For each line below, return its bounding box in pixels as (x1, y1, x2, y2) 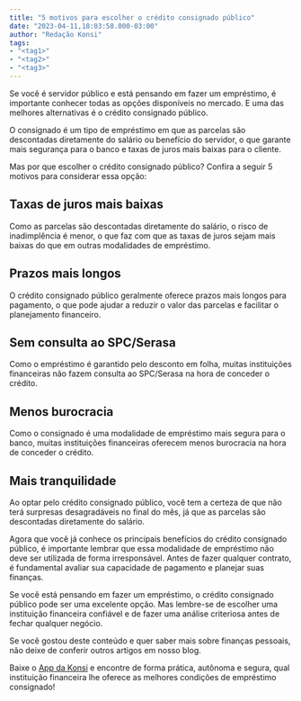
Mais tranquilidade (9, 473, 117, 489)
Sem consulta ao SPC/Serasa (9, 335, 177, 350)
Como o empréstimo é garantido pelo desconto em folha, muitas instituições (9, 359, 292, 370)
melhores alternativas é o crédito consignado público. (9, 107, 208, 118)
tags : (9, 38, 30, 48)
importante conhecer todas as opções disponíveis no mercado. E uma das (9, 97, 285, 108)
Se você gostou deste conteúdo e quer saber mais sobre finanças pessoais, (9, 635, 291, 646)
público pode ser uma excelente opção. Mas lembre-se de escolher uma (9, 598, 279, 609)
